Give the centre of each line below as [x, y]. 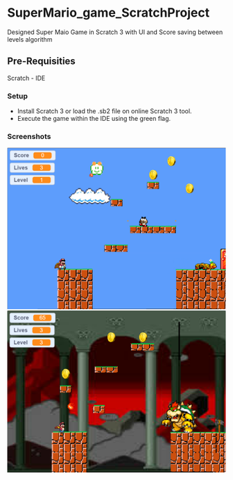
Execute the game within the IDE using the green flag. [94, 119]
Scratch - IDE [26, 78]
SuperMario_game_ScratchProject [109, 13]
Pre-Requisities [42, 61]
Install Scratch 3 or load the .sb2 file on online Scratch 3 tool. [104, 111]
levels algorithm [30, 39]
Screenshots [29, 136]
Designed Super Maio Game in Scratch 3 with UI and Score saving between [115, 32]
